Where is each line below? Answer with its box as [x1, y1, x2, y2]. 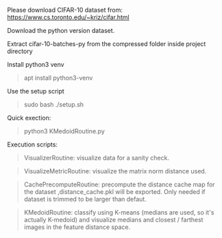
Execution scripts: [7, 140, 58, 149]
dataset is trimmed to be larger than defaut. [23, 195, 147, 203]
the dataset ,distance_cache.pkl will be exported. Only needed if [23, 188, 206, 195]
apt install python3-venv [23, 74, 93, 82]
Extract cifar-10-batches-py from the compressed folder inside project [7, 40, 206, 47]
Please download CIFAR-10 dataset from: [7, 6, 123, 14]
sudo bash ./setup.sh [23, 100, 84, 109]
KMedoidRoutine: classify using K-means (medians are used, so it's [23, 208, 214, 216]
